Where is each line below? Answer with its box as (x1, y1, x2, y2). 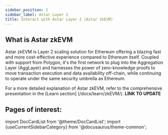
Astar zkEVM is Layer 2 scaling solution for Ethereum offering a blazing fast (5, 49, 161, 55)
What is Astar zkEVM (5, 35, 73, 44)
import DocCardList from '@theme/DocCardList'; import (5, 119, 121, 124)
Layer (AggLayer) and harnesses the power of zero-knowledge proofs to (5, 65, 155, 71)
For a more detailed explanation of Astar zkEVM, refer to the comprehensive (5, 85, 162, 91)
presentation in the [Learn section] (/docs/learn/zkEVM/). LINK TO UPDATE (5, 91, 161, 97)
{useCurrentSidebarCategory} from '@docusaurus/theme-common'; (5, 124, 147, 130)
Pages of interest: (5, 105, 62, 114)
